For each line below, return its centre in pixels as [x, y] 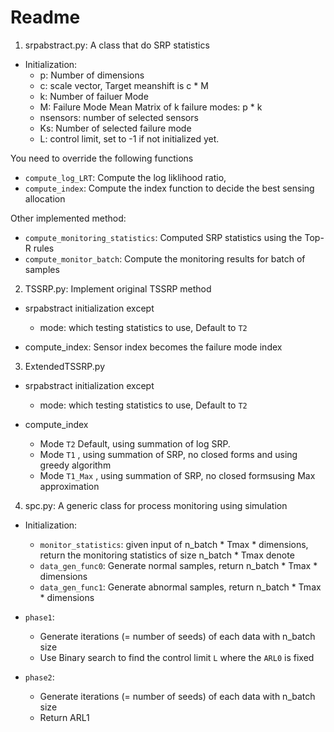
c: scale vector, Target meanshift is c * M [124, 85]
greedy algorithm [75, 465]
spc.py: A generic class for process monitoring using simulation [156, 505]
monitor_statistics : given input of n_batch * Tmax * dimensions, [174, 544]
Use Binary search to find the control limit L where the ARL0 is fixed [177, 657]
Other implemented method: [68, 218]
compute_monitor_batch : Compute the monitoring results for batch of [165, 258]
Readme [45, 17]
